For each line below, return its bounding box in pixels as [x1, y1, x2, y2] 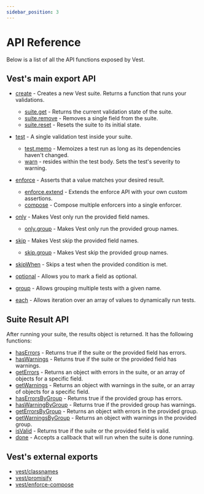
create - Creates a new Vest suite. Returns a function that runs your [15, 90, 187, 97]
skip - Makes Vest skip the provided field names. [15, 237, 139, 244]
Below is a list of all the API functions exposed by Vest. [6, 56, 146, 63]
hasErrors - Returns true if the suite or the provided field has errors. [15, 349, 187, 357]
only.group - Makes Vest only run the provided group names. [24, 225, 179, 233]
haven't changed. [24, 152, 69, 159]
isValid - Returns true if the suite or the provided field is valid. [15, 427, 170, 434]
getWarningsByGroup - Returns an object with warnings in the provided [15, 414, 197, 422]
